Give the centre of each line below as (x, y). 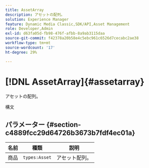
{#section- (64, 124)
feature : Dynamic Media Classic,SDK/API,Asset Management (67, 24)
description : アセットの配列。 (35, 15)
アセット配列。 (74, 158)
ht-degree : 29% (21, 52)
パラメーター (25, 124)
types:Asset (37, 158)
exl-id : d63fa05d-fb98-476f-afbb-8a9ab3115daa (55, 33)
